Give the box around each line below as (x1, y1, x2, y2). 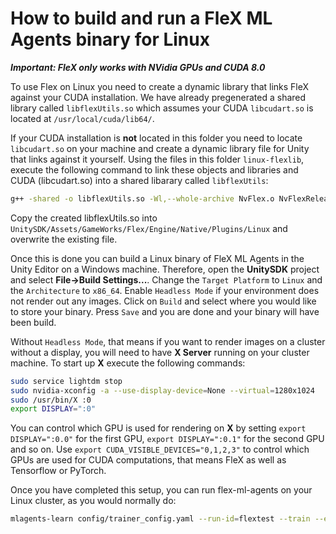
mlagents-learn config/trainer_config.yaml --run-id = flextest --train (10, 514, 311, 524)
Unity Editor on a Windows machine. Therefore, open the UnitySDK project (10, 263, 320, 275)
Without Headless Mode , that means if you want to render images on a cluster (10, 335, 326, 347)
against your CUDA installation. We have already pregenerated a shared (10, 91, 307, 103)
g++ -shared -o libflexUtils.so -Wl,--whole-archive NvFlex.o (10, 193, 275, 204)
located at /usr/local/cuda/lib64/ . (10, 112, 155, 124)
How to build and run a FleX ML (10, 7, 273, 30)
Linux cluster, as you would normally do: (10, 495, 177, 507)
